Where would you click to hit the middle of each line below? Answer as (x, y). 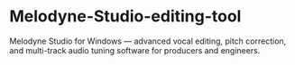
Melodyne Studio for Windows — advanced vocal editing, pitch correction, (148, 41)
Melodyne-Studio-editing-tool (125, 16)
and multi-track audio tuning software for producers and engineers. (135, 50)
